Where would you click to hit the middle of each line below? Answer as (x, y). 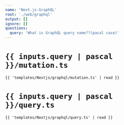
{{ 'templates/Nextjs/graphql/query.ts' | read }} (59, 118)
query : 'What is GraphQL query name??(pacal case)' (65, 33)
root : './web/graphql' (29, 14)
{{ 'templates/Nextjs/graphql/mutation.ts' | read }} (62, 78)
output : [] (16, 19)
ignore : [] (16, 24)
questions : (16, 28)
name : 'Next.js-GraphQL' (31, 10)
